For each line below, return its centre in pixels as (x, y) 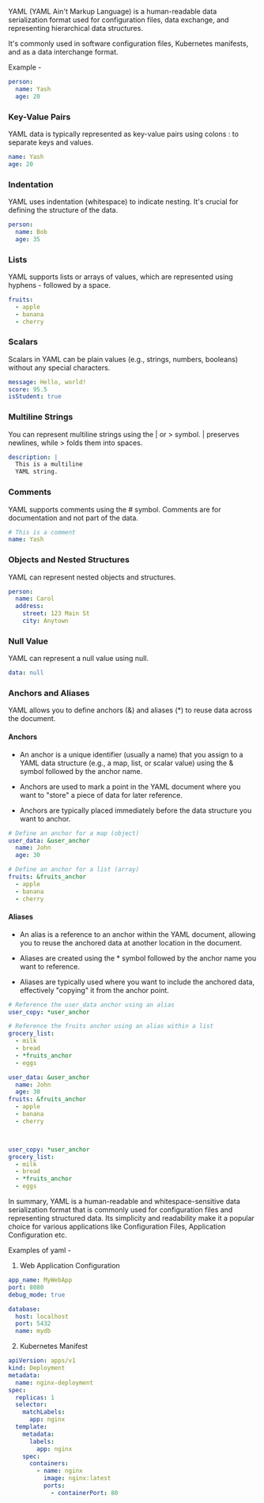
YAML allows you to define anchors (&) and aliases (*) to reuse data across (130, 710)
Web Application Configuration (70, 1266)
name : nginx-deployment (54, 1383)
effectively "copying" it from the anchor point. (94, 990)
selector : (31, 1405)
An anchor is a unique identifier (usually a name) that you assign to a (131, 754)
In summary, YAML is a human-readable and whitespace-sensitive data (124, 1202)
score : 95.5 (28, 389)
